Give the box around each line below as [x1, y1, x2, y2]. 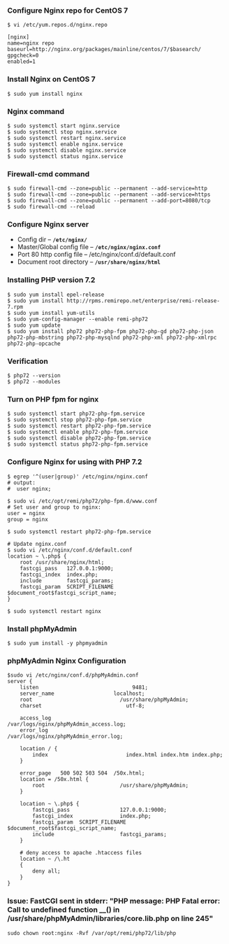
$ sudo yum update [7, 321, 61, 329]
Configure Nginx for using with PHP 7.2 [7, 457, 142, 467]
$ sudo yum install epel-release [7, 291, 105, 298]
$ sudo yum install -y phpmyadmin [7, 640, 108, 647]
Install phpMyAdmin [7, 624, 77, 633]
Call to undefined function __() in [7, 905, 120, 915]
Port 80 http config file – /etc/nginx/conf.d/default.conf [17, 251, 176, 259]
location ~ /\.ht [20, 856, 71, 863]
